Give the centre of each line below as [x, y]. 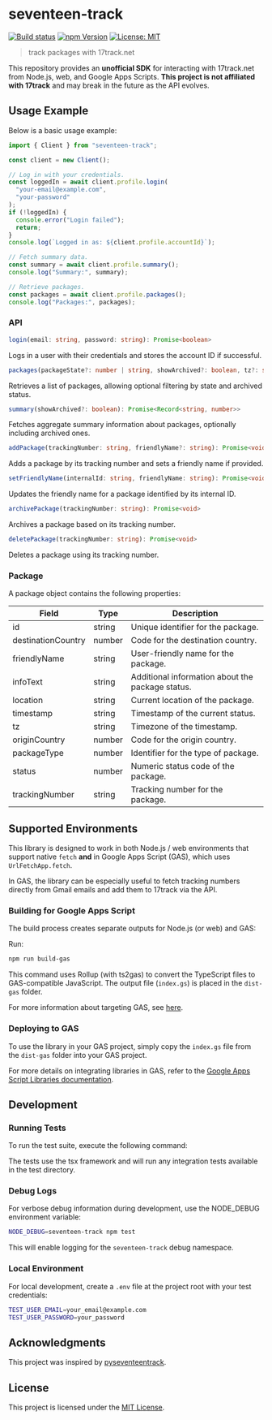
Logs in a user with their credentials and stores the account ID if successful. [135, 355]
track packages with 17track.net [81, 52]
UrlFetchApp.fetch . [40, 865]
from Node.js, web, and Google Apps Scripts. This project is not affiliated [132, 76]
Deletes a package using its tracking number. [84, 555]
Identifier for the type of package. [195, 753]
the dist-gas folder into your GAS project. [78, 1055]
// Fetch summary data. [49, 257]
